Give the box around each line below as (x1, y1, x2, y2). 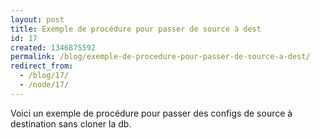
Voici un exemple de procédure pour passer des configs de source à (10, 107, 293, 119)
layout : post (10, 14, 65, 25)
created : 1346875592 (10, 42, 97, 53)
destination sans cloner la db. (10, 117, 132, 130)
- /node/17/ (19, 80, 70, 90)
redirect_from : (10, 61, 74, 71)
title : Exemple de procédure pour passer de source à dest (10, 24, 262, 34)
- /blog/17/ (19, 71, 70, 81)
